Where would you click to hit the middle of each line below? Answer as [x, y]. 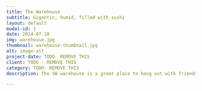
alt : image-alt [25, 51]
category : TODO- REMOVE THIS [43, 68]
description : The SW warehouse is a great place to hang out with [91, 74]
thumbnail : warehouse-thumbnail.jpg [52, 46]
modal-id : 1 [21, 29]
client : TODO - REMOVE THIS [41, 62]
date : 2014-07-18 [28, 34]
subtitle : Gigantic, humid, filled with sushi [66, 17]
